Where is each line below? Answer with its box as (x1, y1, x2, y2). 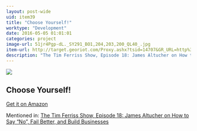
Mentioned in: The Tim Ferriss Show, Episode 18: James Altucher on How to (6, 112, 189, 119)
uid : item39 (6, 14, 35, 20)
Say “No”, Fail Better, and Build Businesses (6, 118, 109, 125)
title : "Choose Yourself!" (6, 19, 72, 25)
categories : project (6, 36, 57, 42)
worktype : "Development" (6, 25, 67, 31)
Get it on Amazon (6, 100, 48, 108)
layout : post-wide (6, 8, 51, 15)
